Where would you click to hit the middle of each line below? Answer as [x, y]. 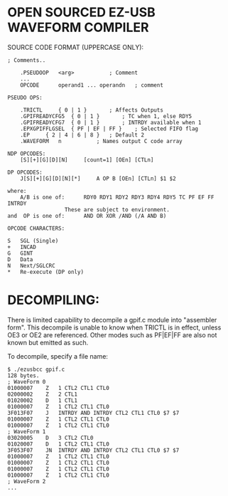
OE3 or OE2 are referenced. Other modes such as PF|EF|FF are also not [112, 334]
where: [17, 191]
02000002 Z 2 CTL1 [43, 394]
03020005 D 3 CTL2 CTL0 [50, 438]
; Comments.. [27, 60]
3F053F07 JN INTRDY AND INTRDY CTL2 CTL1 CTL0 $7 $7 [93, 450]
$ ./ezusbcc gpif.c [36, 369]
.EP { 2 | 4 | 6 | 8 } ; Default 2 [82, 135]
